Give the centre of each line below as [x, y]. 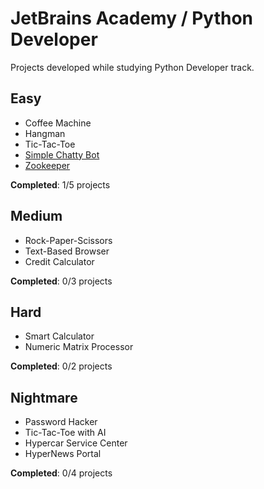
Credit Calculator [59, 261]
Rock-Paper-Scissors [68, 240]
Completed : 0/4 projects [61, 473]
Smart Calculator [59, 336]
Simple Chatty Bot [62, 154]
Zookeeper [47, 165]
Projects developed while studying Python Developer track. [132, 67]
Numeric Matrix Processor [79, 347]
